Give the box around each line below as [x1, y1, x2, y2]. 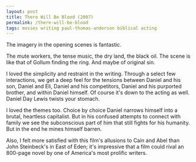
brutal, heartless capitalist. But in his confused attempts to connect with [6, 113, 181, 120]
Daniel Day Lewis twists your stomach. [6, 95, 100, 103]
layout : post [6, 8, 38, 15]
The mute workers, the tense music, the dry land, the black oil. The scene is [6, 52, 191, 59]
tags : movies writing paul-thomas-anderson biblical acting [6, 25, 158, 31]
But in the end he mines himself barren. [6, 125, 102, 133]
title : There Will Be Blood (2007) [6, 14, 94, 20]
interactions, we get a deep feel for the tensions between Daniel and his [6, 77, 181, 84]
